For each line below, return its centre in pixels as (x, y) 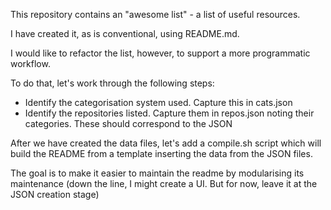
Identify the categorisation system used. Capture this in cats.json (158, 102)
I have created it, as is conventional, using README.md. (125, 33)
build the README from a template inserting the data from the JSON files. (161, 153)
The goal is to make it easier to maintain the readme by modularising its (157, 173)
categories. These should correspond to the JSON (128, 123)
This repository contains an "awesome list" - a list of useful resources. (155, 14)
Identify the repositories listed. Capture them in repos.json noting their (169, 113)
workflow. (30, 63)
